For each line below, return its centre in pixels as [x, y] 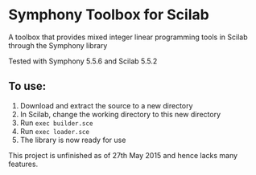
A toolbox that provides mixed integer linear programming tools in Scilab [128, 37]
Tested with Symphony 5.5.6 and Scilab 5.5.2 [83, 61]
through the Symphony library [58, 45]
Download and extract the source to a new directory [106, 105]
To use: [27, 86]
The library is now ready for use [73, 140]
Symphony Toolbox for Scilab [109, 15]
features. [23, 164]
